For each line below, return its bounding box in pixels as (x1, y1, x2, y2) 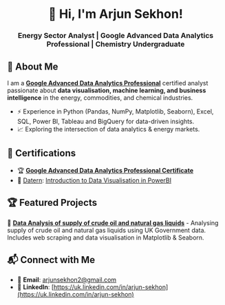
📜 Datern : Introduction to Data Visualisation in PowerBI (17, 176, 172, 185)
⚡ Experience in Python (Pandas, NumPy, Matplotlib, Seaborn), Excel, (17, 107, 214, 116)
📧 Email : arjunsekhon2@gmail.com (17, 275, 117, 284)
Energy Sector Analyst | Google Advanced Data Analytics (17, 31, 214, 41)
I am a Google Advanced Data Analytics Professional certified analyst (7, 78, 208, 87)
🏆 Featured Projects (7, 197, 98, 209)
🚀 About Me (7, 61, 58, 72)
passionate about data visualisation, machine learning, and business (7, 86, 206, 94)
